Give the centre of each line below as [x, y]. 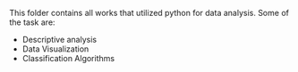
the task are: [32, 22]
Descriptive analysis [59, 40]
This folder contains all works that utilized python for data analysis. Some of [149, 13]
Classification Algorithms [68, 58]
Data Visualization [55, 49]
